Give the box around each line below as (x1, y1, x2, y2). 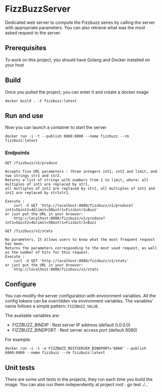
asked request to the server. (5, 30, 62, 36)
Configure (5, 280, 36, 288)
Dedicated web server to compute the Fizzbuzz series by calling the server (5, 19, 155, 25)
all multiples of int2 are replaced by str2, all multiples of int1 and (5, 186, 155, 191)
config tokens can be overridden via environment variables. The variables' (5, 298, 154, 304)
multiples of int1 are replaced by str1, (5, 181, 90, 187)
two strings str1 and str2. (5, 173, 62, 178)
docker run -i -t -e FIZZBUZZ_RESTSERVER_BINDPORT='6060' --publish (5, 346, 146, 351)
